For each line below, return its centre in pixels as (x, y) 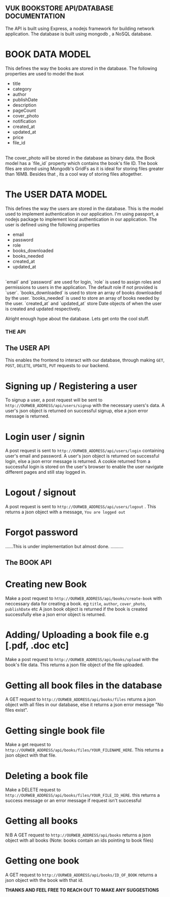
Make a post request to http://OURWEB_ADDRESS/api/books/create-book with (84, 598)
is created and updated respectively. (43, 309)
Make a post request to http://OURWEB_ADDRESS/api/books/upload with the (82, 660)
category (22, 89)
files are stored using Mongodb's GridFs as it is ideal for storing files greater (84, 169)
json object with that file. (31, 755)
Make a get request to (28, 745)
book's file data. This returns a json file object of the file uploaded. (75, 665)
